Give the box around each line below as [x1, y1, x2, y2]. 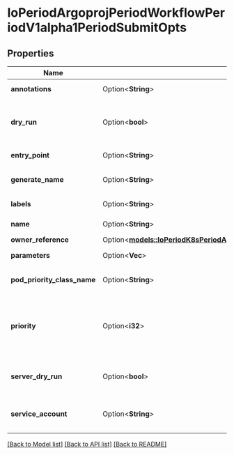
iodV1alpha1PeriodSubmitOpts [7, 20, 187, 36]
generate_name [10, 175, 64, 184]
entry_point [10, 151, 50, 160]
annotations [10, 84, 52, 93]
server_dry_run [10, 371, 63, 381]
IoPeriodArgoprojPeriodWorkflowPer [7, 5, 225, 21]
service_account [10, 409, 68, 419]
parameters [10, 251, 50, 260]
